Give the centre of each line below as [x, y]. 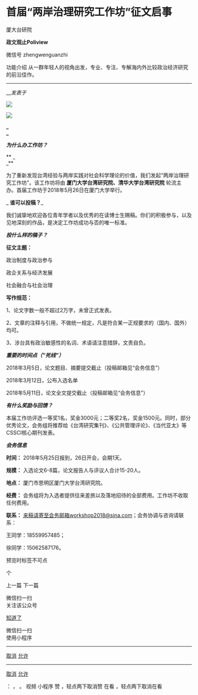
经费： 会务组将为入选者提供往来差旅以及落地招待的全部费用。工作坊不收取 [97, 495]
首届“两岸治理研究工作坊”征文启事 [89, 12]
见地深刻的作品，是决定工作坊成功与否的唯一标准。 [68, 222]
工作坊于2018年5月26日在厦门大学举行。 [76, 190]
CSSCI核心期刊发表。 [32, 432]
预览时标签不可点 [27, 560]
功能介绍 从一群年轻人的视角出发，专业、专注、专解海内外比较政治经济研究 [97, 67]
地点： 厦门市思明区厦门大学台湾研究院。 [56, 483]
